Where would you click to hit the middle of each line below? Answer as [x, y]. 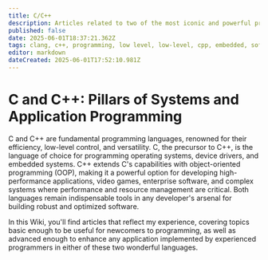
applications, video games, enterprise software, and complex [153, 181]
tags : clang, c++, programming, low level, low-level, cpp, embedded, [128, 45]
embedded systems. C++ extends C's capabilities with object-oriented [124, 163]
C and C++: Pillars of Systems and [124, 100]
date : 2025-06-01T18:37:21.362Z [62, 38]
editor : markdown [37, 53]
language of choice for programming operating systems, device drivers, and [134, 156]
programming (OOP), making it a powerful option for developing [113, 172]
